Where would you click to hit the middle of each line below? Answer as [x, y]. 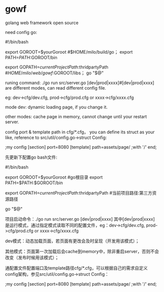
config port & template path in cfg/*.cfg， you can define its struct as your [80, 132]
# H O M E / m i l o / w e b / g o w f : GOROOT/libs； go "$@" [55, 73]
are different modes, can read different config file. [56, 88]
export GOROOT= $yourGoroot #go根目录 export [54, 177]
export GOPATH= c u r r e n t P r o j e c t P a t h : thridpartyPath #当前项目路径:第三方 [79, 193]
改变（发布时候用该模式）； [32, 258]
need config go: [21, 32]
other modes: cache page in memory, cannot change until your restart [76, 116]
